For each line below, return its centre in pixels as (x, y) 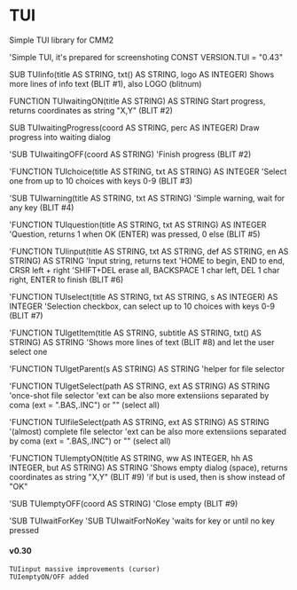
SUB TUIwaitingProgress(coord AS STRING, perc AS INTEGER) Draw (134, 127)
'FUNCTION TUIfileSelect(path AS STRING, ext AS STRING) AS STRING (139, 421)
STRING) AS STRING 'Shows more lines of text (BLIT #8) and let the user (142, 342)
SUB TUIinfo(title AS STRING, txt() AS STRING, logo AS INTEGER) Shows (142, 74)
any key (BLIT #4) (42, 207)
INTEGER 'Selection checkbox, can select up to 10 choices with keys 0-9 (142, 306)
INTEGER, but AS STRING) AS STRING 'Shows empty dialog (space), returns (148, 468)
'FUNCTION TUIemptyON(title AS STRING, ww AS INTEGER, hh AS (131, 458)
